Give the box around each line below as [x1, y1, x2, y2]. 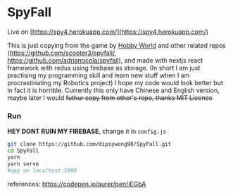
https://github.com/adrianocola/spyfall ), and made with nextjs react [7, 56, 203, 64]
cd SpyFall [7, 147, 39, 155]
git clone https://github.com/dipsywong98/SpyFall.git [7, 141, 172, 148]
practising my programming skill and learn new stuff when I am [7, 71, 190, 80]
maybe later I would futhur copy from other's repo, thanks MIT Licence [7, 93, 213, 102]
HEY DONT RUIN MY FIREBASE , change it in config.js [7, 127, 167, 136]
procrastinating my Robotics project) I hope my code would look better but [7, 78, 224, 87]
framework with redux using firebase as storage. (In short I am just [7, 63, 201, 72]
